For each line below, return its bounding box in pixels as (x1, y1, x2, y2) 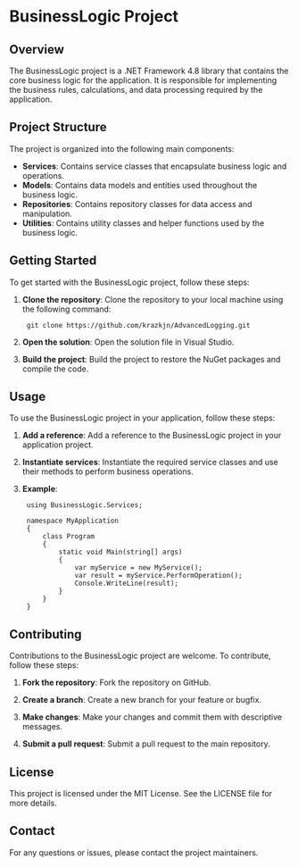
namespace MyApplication (26, 516, 119, 526)
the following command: (21, 304, 112, 314)
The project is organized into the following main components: (9, 143, 235, 154)
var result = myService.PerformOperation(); (74, 571, 243, 580)
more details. (9, 797, 58, 809)
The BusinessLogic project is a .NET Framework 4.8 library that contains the (9, 65, 289, 76)
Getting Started (9, 253, 97, 269)
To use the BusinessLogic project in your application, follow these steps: (9, 413, 276, 423)
